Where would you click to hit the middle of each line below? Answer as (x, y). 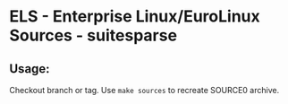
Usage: (30, 69)
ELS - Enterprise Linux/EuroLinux (135, 17)
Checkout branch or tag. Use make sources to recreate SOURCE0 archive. (144, 90)
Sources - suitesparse (93, 35)
